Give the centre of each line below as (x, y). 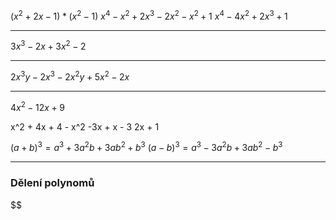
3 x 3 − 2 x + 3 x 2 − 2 (48, 46)
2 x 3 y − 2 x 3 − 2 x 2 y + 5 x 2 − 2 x (70, 76)
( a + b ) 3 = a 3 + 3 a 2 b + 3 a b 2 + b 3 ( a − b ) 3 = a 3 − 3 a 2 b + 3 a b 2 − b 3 (146, 147)
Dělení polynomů (52, 183)
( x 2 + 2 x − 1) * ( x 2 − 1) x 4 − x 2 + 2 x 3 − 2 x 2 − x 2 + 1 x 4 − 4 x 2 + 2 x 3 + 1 (149, 15)
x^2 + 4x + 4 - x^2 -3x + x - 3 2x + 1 (85, 126)
